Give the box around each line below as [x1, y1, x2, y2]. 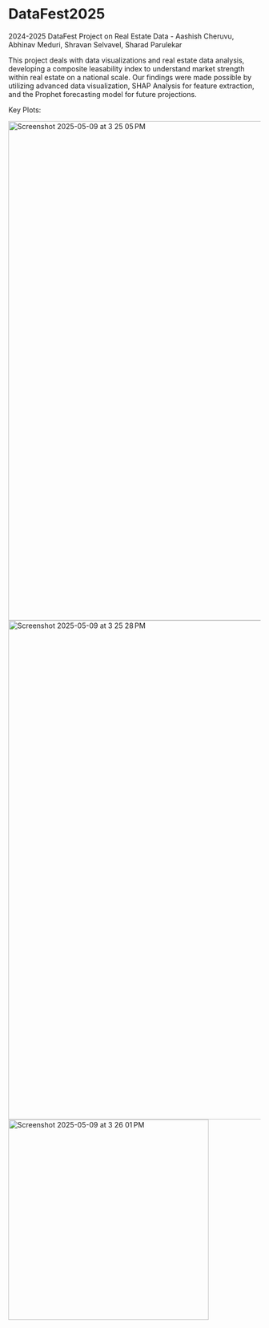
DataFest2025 [8, 5, 106, 23]
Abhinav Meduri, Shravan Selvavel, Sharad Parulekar [8, 39, 183, 49]
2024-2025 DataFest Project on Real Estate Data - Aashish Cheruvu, [8, 31, 235, 41]
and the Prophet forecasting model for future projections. [8, 89, 198, 99]
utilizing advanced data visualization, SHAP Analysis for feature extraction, [8, 81, 255, 91]
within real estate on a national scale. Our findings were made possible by [8, 72, 252, 82]
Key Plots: [8, 105, 42, 115]
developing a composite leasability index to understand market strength [8, 63, 245, 73]
